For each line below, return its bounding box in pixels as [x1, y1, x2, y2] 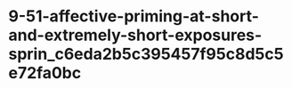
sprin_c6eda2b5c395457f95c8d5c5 [8, 44, 284, 64]
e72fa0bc [8, 63, 82, 84]
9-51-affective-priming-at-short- [8, 6, 260, 27]
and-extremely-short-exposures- [8, 25, 263, 45]
